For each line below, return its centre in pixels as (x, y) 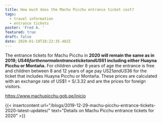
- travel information (31, 19)
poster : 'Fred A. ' (25, 28)
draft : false (18, 37)
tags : (10, 14)
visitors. (13, 86)
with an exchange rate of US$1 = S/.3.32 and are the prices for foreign (76, 81)
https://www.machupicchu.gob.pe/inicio (46, 96)
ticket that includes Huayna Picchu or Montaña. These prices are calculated (81, 76)
